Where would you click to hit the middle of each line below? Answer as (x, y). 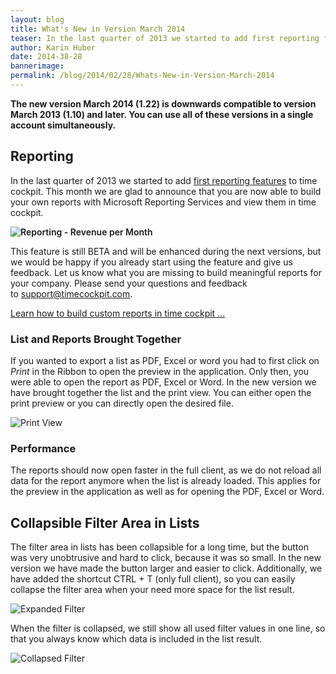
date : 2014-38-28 (46, 57)
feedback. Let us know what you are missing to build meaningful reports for (166, 272)
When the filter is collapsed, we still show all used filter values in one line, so (168, 628)
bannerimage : (37, 66)
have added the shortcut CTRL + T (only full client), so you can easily (153, 579)
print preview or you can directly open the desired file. (122, 403)
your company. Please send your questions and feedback (129, 283)
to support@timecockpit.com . (71, 293)
